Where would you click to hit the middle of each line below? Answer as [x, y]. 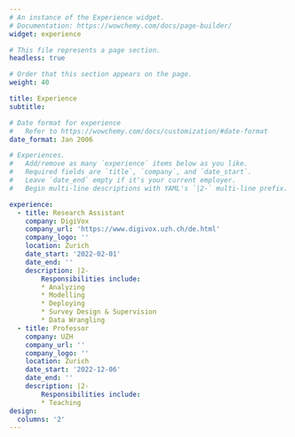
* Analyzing [64, 287]
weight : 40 [29, 83]
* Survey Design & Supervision [99, 312]
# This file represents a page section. [85, 50]
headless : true [37, 59]
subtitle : [28, 107]
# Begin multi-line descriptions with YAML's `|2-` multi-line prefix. [149, 188]
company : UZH [49, 337]
